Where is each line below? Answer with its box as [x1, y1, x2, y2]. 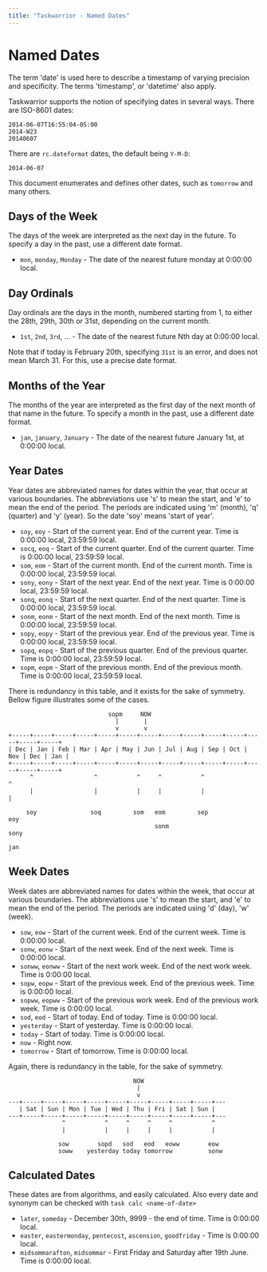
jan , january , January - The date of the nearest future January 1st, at [19, 433, 245, 442]
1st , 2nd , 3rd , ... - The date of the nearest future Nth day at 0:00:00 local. [19, 332, 260, 341]
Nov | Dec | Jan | [8, 752, 69, 760]
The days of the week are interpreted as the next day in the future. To [8, 231, 237, 241]
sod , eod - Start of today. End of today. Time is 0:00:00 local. [19, 1012, 218, 1022]
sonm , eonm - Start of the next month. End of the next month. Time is [19, 611, 241, 620]
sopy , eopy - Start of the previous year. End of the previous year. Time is [19, 628, 255, 638]
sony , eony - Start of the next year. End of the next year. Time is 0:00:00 [19, 577, 255, 587]
